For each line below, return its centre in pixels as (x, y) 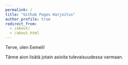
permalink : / (19, 10)
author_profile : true (28, 19)
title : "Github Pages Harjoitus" (40, 14)
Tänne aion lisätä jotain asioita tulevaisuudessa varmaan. (64, 57)
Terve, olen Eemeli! (25, 47)
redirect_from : (21, 24)
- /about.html (24, 33)
